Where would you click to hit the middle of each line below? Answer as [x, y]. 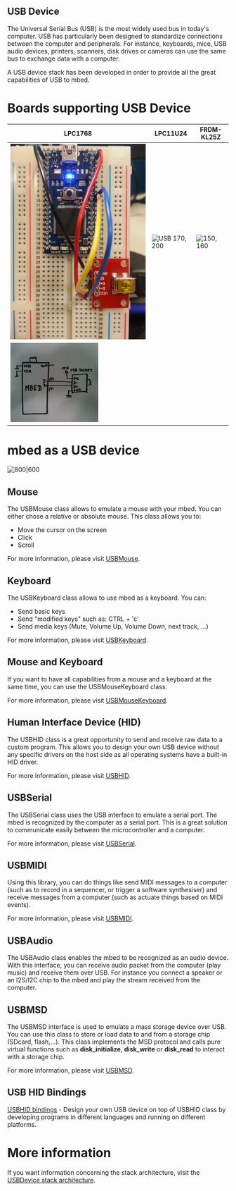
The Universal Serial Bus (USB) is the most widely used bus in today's [108, 28]
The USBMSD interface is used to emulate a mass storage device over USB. [117, 1026]
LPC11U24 [171, 133]
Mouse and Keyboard [55, 662]
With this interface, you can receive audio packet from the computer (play [114, 965]
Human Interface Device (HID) [74, 723]
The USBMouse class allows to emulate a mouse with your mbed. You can [114, 509]
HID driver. [23, 762]
